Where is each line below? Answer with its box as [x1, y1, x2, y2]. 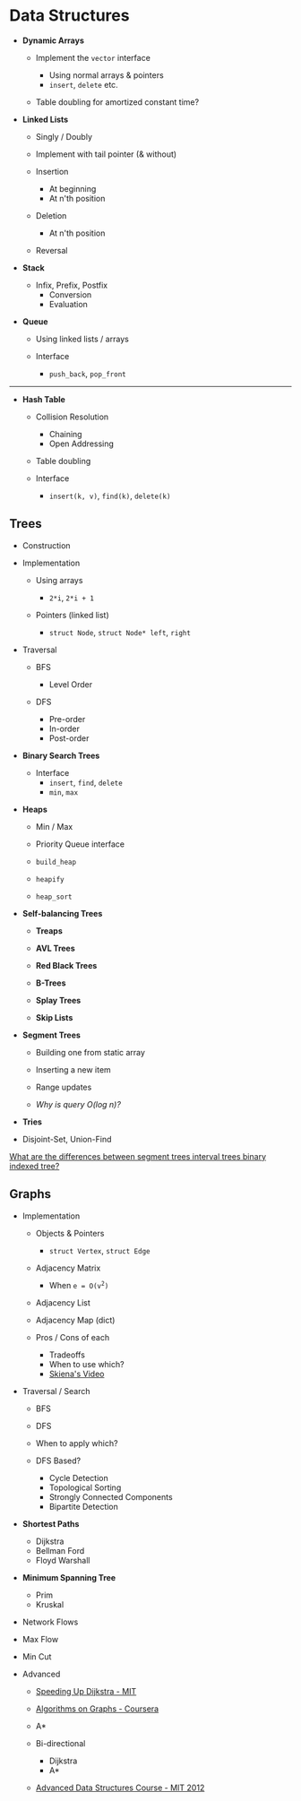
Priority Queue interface [35, 839, 125, 849]
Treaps [35, 925, 63, 936]
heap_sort [35, 892, 73, 901]
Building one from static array [35, 1047, 146, 1057]
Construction [21, 539, 71, 551]
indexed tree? [9, 1160, 60, 1171]
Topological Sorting [48, 1482, 122, 1493]
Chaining [48, 428, 82, 439]
